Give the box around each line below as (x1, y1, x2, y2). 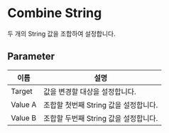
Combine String (7, 5, 102, 21)
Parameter (7, 50, 55, 63)
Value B (11, 112, 37, 122)
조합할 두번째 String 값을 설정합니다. (43, 113, 158, 123)
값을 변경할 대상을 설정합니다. (43, 87, 136, 97)
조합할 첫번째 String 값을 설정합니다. (43, 100, 158, 110)
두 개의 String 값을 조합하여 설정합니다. (7, 29, 116, 38)
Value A (11, 100, 37, 110)
